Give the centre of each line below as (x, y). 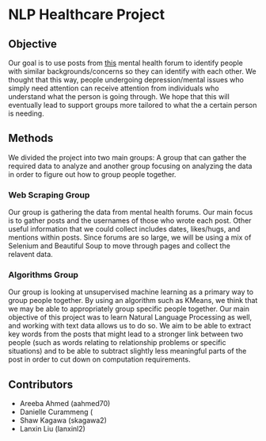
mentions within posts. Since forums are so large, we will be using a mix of (130, 238)
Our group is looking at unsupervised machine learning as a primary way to (131, 292)
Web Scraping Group (49, 194)
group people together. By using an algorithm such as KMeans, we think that (133, 301)
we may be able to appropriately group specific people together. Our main (129, 309)
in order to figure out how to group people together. (92, 174)
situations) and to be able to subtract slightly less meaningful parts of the (127, 351)
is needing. (27, 113)
